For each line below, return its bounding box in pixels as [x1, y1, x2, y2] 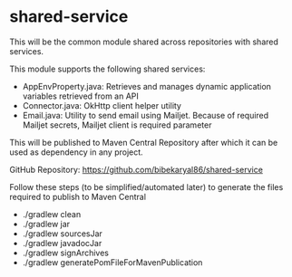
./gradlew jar [22, 218, 71, 229]
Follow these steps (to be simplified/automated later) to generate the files [9, 181, 284, 192]
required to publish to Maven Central [9, 191, 147, 202]
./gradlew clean [22, 208, 82, 219]
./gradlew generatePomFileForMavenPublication [22, 256, 203, 268]
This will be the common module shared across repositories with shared [9, 36, 279, 47]
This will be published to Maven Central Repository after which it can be [9, 137, 278, 148]
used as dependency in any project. [9, 147, 143, 158]
